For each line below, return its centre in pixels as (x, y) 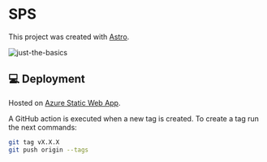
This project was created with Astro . (69, 37)
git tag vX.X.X (34, 142)
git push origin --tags (49, 150)
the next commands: (43, 127)
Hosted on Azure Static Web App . (65, 103)
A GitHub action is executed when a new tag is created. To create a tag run (134, 118)
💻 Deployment (47, 79)
